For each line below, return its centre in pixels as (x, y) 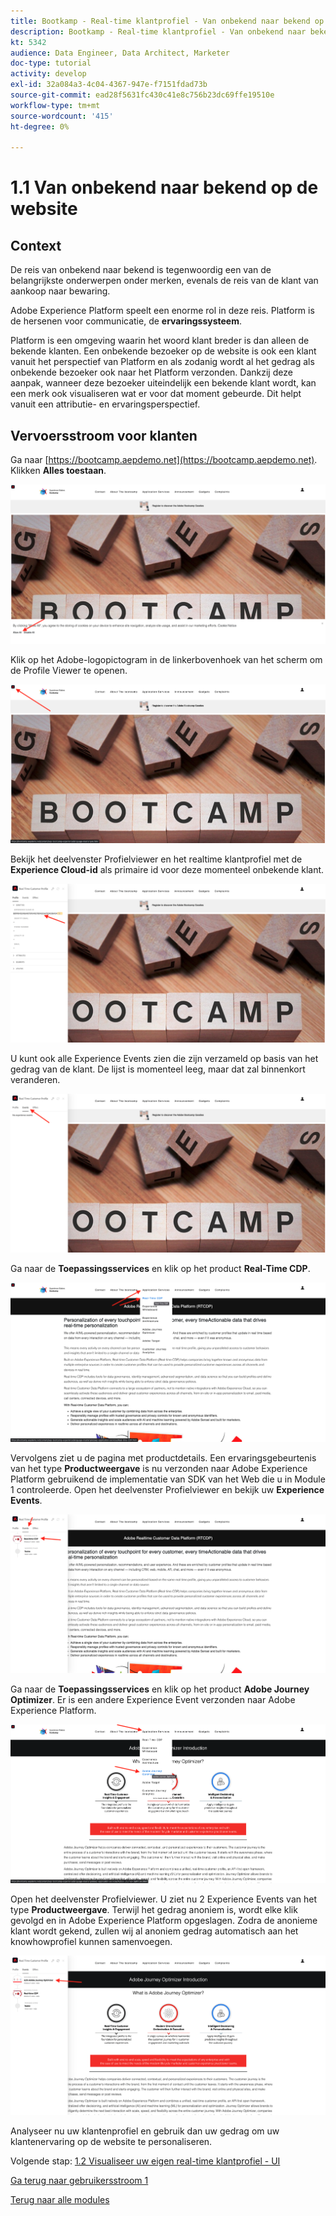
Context (36, 245)
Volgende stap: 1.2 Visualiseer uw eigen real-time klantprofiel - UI (145, 2161)
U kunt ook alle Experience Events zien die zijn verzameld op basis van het (164, 1059)
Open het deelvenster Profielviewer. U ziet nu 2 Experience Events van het (164, 1899)
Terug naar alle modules (60, 2199)
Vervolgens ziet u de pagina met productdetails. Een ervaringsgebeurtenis (163, 1457)
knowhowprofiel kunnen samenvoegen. (91, 1942)
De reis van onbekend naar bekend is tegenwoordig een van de (141, 270)
